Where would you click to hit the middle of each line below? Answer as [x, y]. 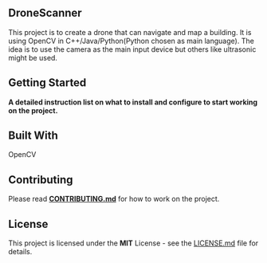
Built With [33, 136]
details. [20, 252]
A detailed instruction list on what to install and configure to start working [133, 102]
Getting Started [47, 83]
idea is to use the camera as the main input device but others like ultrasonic [132, 49]
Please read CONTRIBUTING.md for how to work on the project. [114, 199]
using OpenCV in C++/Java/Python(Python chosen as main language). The [132, 41]
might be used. [33, 57]
